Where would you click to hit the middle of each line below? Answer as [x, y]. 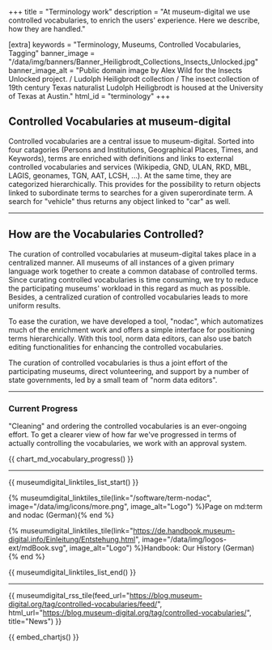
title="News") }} [35, 621]
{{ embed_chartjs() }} [44, 637]
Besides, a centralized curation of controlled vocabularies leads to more [128, 297]
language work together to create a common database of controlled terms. [133, 271]
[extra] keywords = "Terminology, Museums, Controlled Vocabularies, [125, 45]
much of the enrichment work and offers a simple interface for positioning [132, 329]
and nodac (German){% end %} [62, 515]
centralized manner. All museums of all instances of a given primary [121, 262]
